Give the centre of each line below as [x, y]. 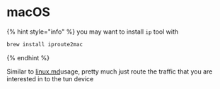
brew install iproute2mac [45, 44]
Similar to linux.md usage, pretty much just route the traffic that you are [110, 71]
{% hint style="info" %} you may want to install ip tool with [93, 32]
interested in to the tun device [50, 78]
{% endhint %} [28, 57]
